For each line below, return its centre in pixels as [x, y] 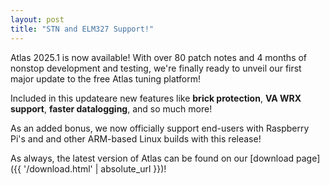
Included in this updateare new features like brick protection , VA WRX [156, 98]
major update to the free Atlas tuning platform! [106, 78]
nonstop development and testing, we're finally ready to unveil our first [156, 68]
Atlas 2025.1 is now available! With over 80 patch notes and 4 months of [159, 57]
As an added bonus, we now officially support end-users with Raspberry [160, 128]
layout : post [37, 19]
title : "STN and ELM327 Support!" [82, 29]
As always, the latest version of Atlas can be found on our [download [152, 158]
